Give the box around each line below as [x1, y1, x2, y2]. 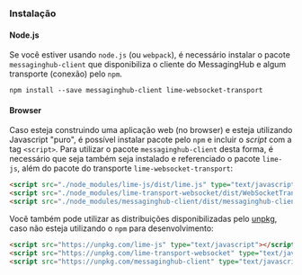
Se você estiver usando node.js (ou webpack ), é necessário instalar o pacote [9, 49, 290, 60]
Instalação [9, 7, 57, 20]
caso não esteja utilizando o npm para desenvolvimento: [9, 223, 214, 234]
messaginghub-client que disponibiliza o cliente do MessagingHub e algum [9, 59, 287, 70]
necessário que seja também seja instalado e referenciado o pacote [9, 154, 261, 164]
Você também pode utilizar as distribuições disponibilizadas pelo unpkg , [9, 213, 278, 224]
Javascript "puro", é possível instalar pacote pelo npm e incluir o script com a [9, 134, 292, 146]
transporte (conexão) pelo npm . [9, 68, 123, 79]
